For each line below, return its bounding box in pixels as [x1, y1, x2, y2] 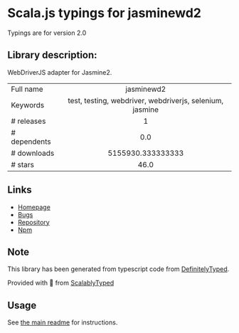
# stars [11, 159, 34, 169]
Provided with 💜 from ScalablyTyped [7, 279, 115, 287]
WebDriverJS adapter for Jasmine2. [7, 68, 112, 76]
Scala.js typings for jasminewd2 [7, 5, 201, 21]
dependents [11, 137, 51, 147]
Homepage [17, 203, 51, 211]
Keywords [11, 100, 45, 110]
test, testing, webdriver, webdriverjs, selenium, [67, 95, 224, 105]
